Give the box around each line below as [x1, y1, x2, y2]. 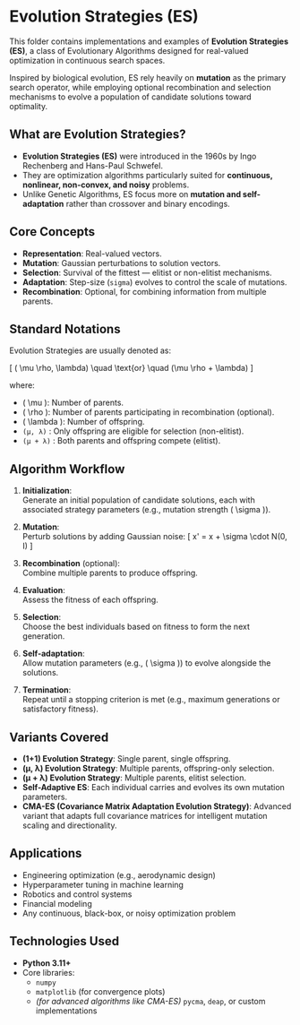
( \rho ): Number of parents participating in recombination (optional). [21, 407, 275, 418]
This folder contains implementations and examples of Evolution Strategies [9, 36, 289, 47]
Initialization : [21, 486, 73, 496]
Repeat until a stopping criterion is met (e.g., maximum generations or [21, 694, 280, 705]
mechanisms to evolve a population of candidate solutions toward [9, 91, 253, 102]
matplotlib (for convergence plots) [35, 986, 166, 996]
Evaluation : [21, 585, 65, 596]
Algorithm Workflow [9, 461, 125, 477]
